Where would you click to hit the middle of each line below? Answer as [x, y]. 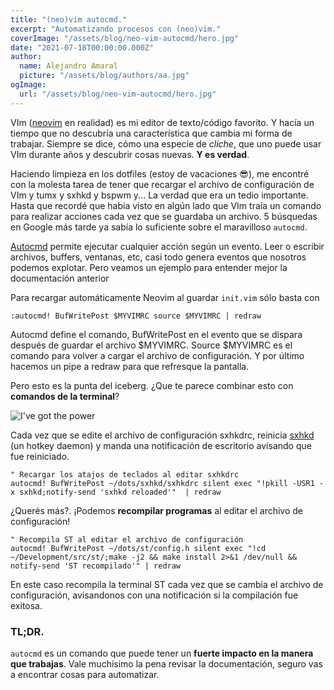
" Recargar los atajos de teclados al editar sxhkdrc [125, 474]
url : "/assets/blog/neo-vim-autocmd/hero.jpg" [118, 94]
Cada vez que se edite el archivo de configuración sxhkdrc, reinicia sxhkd [162, 435]
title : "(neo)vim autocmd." [69, 19]
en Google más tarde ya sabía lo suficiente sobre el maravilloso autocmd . [159, 227]
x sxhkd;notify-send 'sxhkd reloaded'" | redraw [116, 492]
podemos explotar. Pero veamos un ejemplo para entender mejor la [149, 267]
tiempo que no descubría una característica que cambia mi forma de [151, 133]
